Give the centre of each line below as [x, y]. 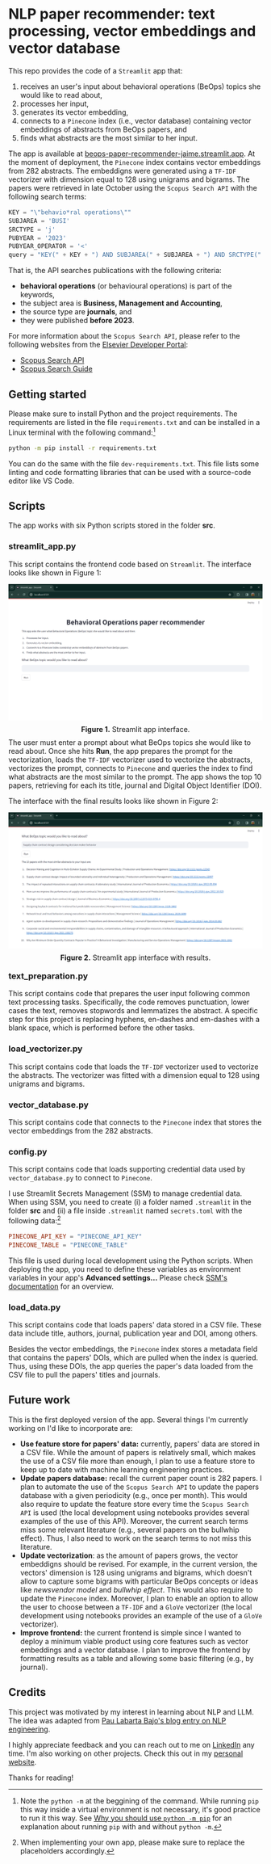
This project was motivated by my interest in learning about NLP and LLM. [131, 1712]
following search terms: [48, 196]
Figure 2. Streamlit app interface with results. [135, 957]
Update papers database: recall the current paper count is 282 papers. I [141, 1478]
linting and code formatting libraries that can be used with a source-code [130, 472]
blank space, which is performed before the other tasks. [102, 1028]
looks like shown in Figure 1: [55, 572]
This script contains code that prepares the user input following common [129, 994]
